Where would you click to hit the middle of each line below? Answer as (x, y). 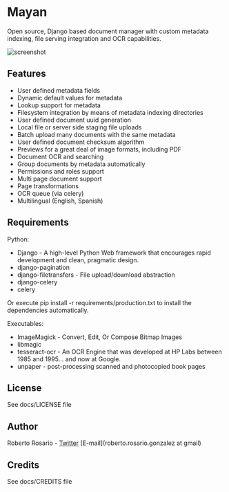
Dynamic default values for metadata (70, 98)
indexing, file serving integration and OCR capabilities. (84, 38)
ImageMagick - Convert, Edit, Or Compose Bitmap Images (100, 337)
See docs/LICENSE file (39, 405)
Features (27, 74)
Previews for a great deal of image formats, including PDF (99, 149)
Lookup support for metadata (59, 105)
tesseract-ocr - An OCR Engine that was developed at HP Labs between (119, 352)
